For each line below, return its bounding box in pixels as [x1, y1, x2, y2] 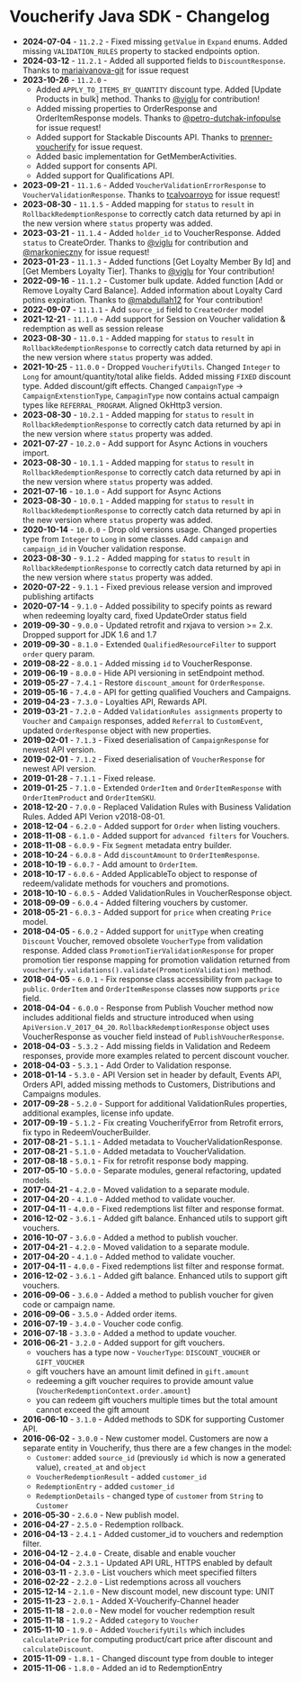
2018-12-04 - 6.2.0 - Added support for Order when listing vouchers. [22, 820, 280, 831]
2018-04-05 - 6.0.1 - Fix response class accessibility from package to [22, 973, 283, 984]
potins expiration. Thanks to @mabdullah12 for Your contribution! [22, 294, 263, 305]
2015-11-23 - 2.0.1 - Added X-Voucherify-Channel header [22, 1596, 240, 1606]
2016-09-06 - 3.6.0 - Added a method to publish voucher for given [22, 1289, 274, 1300]
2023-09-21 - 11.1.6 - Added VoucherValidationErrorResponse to [22, 179, 267, 190]
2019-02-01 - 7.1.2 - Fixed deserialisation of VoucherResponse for [22, 754, 265, 764]
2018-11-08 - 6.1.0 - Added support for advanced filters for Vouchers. [22, 830, 290, 841]
